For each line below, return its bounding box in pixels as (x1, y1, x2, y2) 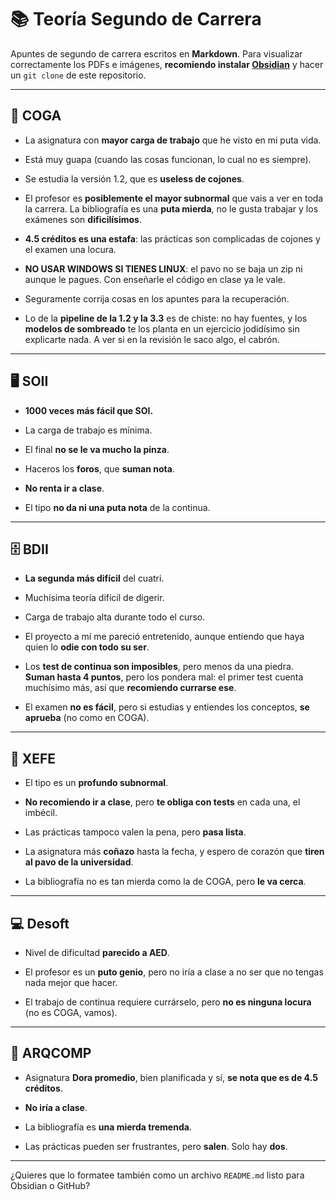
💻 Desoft (10, 915, 70, 932)
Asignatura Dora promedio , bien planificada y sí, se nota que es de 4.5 (24, 1071, 318, 1083)
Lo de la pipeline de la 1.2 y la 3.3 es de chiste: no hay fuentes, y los (24, 312, 308, 324)
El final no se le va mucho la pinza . (24, 443, 170, 455)
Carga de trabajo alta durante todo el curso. (24, 611, 206, 623)
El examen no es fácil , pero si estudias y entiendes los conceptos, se (24, 701, 310, 713)
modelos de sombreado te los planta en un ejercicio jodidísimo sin (24, 322, 300, 335)
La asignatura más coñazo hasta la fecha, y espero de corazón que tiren (24, 846, 325, 858)
